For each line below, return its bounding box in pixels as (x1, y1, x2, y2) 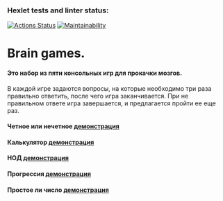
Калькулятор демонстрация (7, 138, 94, 146)
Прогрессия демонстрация (7, 170, 92, 178)
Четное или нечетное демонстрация (7, 122, 119, 130)
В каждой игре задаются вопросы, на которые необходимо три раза (7, 84, 212, 92)
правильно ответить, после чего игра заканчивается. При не (7, 91, 189, 100)
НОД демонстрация (7, 154, 69, 162)
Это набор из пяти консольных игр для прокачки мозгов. (7, 69, 183, 78)
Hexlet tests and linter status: (7, 6, 109, 15)
